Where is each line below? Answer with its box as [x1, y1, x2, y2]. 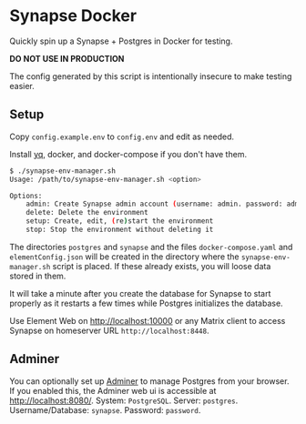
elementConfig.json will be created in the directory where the [9, 251, 240, 262]
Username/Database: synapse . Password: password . [9, 404, 201, 415]
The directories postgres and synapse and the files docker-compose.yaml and [9, 241, 293, 252]
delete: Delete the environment [25, 208, 148, 217]
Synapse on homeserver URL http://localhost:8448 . [9, 325, 209, 336]
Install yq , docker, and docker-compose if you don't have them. [9, 148, 248, 159]
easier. [9, 80, 35, 91]
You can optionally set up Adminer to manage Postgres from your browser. [9, 375, 290, 387]
